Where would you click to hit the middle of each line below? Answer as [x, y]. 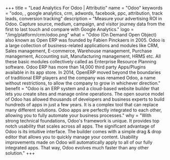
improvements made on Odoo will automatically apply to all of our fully [79, 142]
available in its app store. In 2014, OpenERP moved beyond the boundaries [83, 72]
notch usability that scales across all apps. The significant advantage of [80, 126]
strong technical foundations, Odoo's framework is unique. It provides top [82, 121]
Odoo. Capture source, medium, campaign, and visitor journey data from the [85, 24]
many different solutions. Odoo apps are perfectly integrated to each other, [84, 110]
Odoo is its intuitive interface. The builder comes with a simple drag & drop [83, 131]
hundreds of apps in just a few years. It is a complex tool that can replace [82, 105]
